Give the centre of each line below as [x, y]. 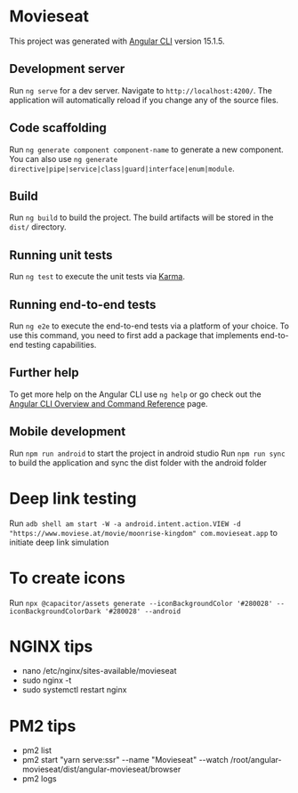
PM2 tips [43, 726]
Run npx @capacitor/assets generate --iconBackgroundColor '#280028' [141, 603]
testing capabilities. [61, 345]
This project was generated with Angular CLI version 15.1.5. [117, 41]
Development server [67, 69]
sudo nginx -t [47, 680]
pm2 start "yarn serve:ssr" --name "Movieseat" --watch [125, 760]
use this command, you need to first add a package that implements [134, 335]
